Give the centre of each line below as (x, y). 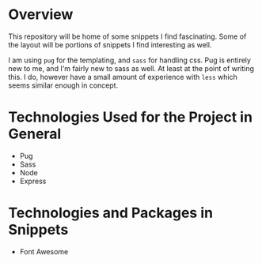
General (35, 134)
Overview (41, 15)
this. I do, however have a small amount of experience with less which (123, 77)
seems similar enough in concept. (63, 85)
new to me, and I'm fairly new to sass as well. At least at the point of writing (131, 68)
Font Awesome (44, 251)
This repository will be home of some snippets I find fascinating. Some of (127, 36)
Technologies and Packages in (111, 213)
